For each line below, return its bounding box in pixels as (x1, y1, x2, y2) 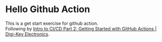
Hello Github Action (5, 4, 90, 15)
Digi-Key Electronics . (5, 31, 50, 37)
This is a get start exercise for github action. (5, 20, 98, 26)
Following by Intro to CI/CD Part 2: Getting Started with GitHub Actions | (5, 25, 157, 31)
